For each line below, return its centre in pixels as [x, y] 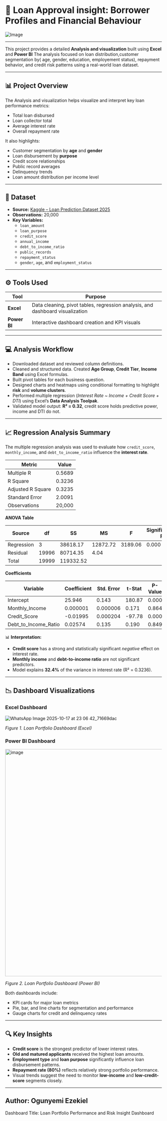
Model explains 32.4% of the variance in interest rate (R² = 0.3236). [82, 670]
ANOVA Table [19, 518]
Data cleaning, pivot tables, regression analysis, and [92, 305]
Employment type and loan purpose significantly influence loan [78, 1059]
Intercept [18, 600]
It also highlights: [23, 141]
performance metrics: [27, 105]
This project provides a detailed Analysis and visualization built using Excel [83, 49]
